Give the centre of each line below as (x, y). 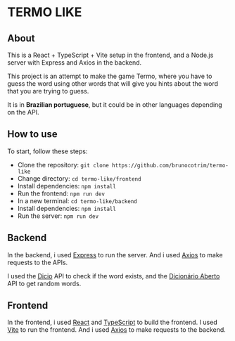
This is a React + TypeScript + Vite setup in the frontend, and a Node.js (110, 55)
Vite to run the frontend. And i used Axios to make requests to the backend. (117, 330)
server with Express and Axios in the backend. (75, 63)
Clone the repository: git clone (63, 165)
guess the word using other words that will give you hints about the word (113, 84)
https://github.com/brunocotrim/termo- (170, 165)
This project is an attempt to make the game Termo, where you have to (110, 76)
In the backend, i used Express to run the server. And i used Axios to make (115, 255)
